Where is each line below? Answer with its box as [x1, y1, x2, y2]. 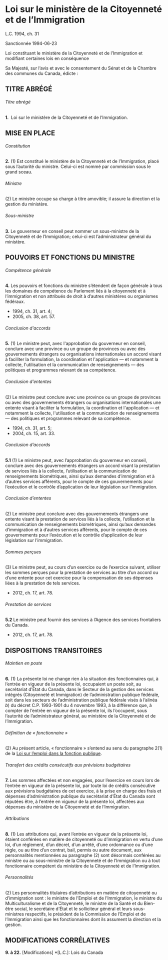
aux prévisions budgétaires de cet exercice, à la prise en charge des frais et [5, 788, 161, 794]
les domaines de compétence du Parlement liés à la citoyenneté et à [5, 288, 146, 294]
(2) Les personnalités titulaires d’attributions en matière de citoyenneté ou [5, 889, 157, 895]
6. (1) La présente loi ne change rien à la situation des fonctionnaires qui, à [5, 675, 159, 681]
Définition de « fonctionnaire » [5, 729, 68, 735]
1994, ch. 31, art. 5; [12, 425, 52, 431]
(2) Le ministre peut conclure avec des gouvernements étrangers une [5, 510, 148, 516]
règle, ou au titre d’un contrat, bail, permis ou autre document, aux [5, 846, 142, 853]
